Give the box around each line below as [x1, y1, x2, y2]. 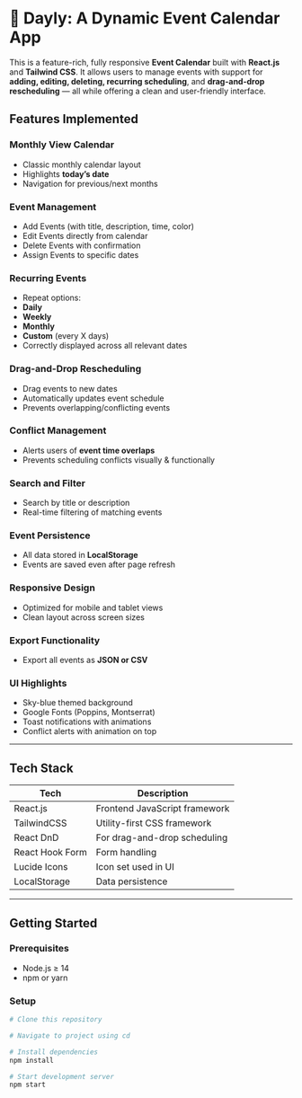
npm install [9, 1056, 54, 1065]
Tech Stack [9, 760, 74, 775]
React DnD [13, 831, 59, 844]
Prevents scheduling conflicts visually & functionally [22, 454, 216, 465]
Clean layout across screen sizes [22, 611, 146, 623]
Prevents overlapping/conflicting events [22, 402, 171, 412]
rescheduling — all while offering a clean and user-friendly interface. [9, 85, 267, 96]
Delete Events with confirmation [22, 240, 141, 251]
